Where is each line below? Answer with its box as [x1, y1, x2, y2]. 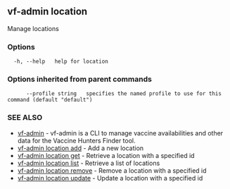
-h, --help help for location [13, 58, 109, 66]
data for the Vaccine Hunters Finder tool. [17, 136, 136, 145]
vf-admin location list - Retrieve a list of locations [17, 159, 160, 167]
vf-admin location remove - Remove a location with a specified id [17, 166, 207, 175]
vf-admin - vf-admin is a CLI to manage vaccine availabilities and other [17, 128, 224, 137]
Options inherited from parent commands [7, 74, 153, 84]
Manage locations [7, 24, 60, 32]
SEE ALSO [7, 113, 43, 123]
